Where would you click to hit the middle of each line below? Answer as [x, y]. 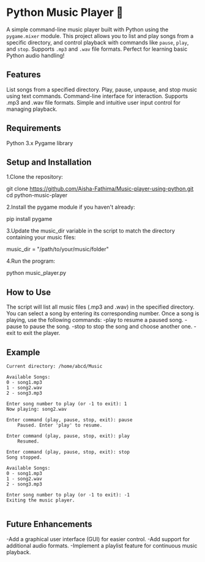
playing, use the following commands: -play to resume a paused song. [95, 320]
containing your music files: [41, 238]
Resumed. [28, 441]
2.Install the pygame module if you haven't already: [71, 207]
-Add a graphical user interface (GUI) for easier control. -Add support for [98, 539]
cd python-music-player [37, 195]
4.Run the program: [31, 261]
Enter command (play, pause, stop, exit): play [68, 436]
